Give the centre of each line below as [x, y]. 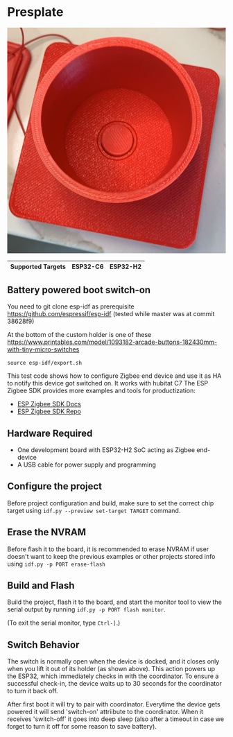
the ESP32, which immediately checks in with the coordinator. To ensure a [113, 676]
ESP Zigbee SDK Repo [49, 411]
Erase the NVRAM [47, 532]
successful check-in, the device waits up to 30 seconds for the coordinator [114, 684]
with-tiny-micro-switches [43, 349]
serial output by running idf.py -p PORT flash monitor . [87, 609]
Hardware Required [50, 433]
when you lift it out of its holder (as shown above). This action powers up [111, 669]
